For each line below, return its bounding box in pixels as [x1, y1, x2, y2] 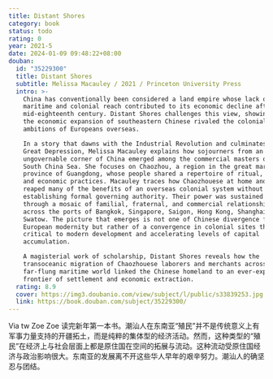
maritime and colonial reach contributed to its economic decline [23, 102, 253, 110]
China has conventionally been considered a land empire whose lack [23, 95, 260, 103]
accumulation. [23, 238, 71, 246]
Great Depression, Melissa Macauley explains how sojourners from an [23, 147, 264, 155]
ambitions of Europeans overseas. [23, 125, 140, 133]
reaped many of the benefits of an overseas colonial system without [23, 185, 264, 193]
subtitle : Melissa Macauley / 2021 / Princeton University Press [15, 80, 242, 88]
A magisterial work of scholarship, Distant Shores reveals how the [23, 252, 260, 261]
